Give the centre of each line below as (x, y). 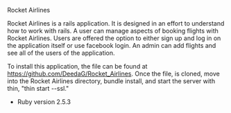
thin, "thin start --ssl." (38, 88)
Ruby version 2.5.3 (44, 102)
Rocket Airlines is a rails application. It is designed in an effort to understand (116, 23)
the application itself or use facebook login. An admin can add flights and (112, 45)
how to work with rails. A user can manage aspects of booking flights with (113, 31)
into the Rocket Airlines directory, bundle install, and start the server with (111, 81)
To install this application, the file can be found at (77, 66)
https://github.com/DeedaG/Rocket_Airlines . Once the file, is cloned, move (113, 73)
